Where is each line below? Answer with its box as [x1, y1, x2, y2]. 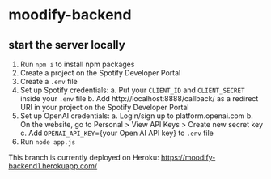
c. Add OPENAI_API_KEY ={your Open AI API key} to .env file [19, 128, 214, 138]
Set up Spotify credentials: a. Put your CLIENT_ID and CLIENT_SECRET [19, 85, 245, 95]
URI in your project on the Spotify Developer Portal [19, 103, 189, 112]
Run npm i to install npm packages [19, 59, 135, 69]
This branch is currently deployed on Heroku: [8, 152, 159, 162]
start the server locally [8, 38, 125, 52]
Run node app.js [19, 137, 76, 147]
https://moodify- [160, 152, 216, 162]
